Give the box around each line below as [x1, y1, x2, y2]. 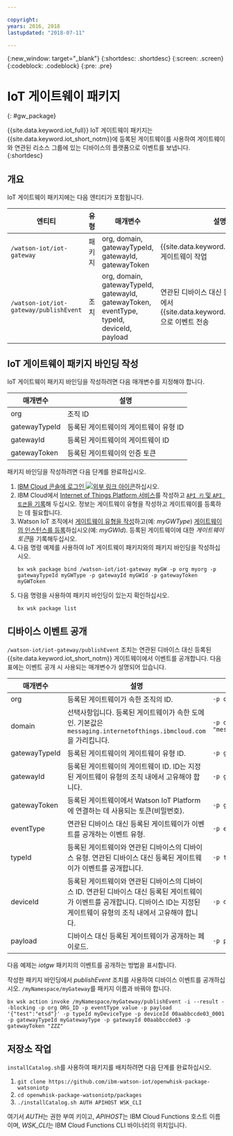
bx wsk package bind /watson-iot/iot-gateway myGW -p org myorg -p [17, 565, 216, 573]
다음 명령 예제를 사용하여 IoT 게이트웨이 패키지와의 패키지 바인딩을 [17, 543, 197, 551]
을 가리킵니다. [67, 735, 110, 745]
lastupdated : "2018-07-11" [7, 29, 85, 36]
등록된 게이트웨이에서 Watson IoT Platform [67, 795, 201, 805]
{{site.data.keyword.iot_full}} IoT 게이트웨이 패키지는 [7, 126, 153, 134]
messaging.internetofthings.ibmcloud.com [67, 727, 206, 735]
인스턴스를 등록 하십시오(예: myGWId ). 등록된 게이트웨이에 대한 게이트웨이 [24, 526, 224, 534]
